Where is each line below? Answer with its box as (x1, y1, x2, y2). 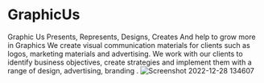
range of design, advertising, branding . (7, 65, 139, 75)
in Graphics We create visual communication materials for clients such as (7, 40, 250, 49)
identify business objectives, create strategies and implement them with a (7, 57, 253, 67)
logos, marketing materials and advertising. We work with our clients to (7, 49, 243, 58)
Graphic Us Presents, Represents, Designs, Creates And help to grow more (7, 32, 256, 41)
